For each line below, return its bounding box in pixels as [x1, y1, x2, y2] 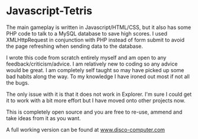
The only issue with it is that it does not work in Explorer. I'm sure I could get [6, 90, 192, 98]
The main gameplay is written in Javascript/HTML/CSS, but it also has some [6, 24, 191, 31]
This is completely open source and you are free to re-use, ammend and [6, 108, 183, 115]
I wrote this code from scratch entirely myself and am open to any [6, 54, 167, 61]
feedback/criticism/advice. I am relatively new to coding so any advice [6, 60, 178, 67]
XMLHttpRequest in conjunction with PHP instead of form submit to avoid [6, 36, 185, 43]
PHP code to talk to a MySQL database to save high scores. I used [6, 30, 167, 37]
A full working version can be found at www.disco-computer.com [6, 126, 165, 133]
